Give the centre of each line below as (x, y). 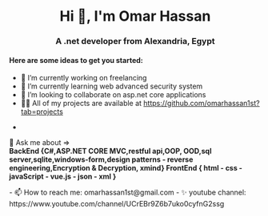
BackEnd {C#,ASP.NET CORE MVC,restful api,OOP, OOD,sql (110, 151)
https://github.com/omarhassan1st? (202, 104)
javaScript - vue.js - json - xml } (63, 177)
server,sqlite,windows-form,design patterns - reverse (101, 159)
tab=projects (42, 112)
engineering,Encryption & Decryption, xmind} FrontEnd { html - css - (126, 168)
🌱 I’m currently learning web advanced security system (112, 86)
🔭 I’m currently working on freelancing (84, 78)
